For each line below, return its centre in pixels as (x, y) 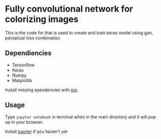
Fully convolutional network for (69, 9)
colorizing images (42, 19)
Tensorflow (23, 65)
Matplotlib (22, 80)
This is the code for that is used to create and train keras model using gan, (79, 33)
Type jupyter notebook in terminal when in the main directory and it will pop (80, 117)
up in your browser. (24, 122)
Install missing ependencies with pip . (42, 90)
